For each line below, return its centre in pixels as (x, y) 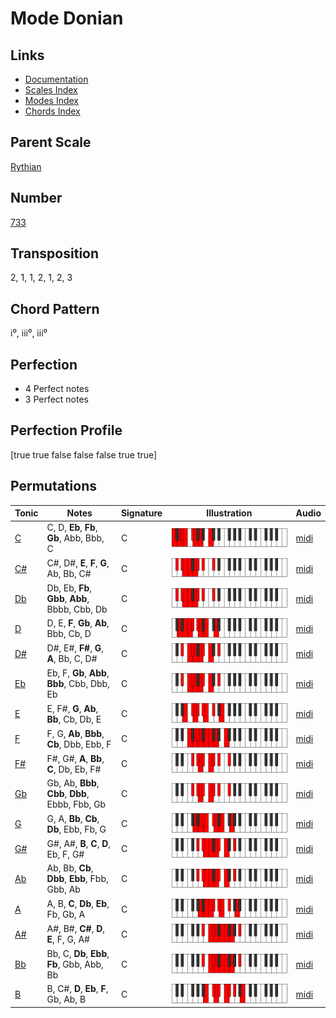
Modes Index (51, 100)
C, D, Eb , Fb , (72, 528)
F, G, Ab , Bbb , (75, 733)
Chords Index (52, 111)
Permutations (53, 486)
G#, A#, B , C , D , (79, 843)
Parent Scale (51, 142)
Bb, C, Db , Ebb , (78, 953)
